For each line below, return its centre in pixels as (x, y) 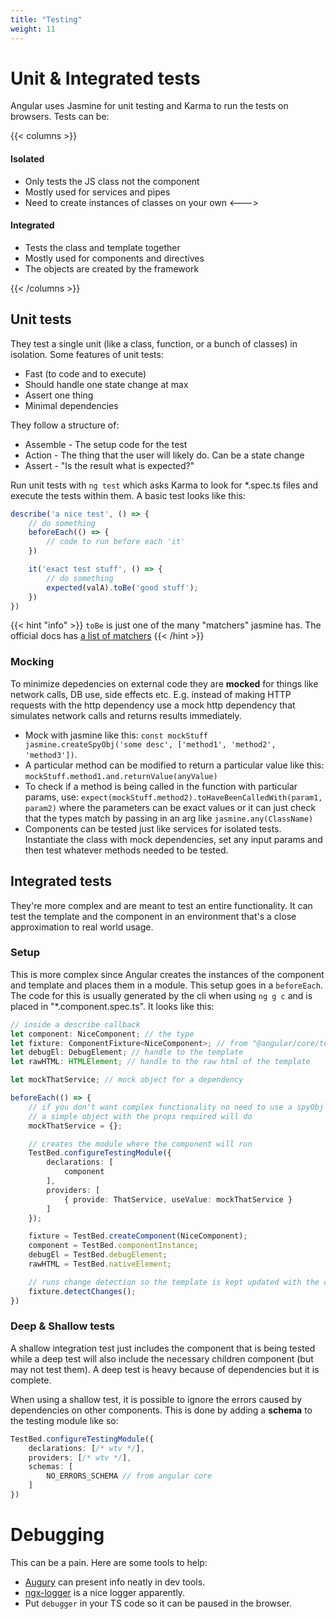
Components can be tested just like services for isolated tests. (153, 828)
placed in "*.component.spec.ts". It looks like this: (112, 1006)
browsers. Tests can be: (60, 117)
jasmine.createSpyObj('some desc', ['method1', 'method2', (150, 744)
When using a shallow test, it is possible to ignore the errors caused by (156, 1399)
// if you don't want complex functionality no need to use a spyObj (176, 1107)
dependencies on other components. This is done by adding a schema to (161, 1410)
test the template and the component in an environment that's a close (153, 916)
